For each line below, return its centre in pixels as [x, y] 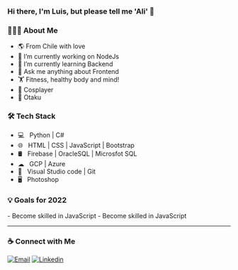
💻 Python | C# [41, 135]
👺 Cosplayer [35, 90]
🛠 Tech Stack [32, 117]
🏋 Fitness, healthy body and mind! [68, 80]
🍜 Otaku [29, 97]
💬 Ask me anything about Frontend [68, 72]
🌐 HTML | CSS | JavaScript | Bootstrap [76, 145]
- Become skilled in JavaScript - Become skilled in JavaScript [97, 215]
